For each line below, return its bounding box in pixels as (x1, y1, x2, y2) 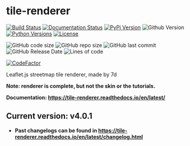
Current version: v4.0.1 (6, 111, 93, 121)
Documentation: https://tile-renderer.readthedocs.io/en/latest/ (6, 94, 166, 101)
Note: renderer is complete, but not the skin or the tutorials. (6, 82, 156, 90)
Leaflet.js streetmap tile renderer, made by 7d (6, 71, 117, 78)
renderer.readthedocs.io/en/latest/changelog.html (14, 133, 143, 140)
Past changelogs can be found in (14, 126, 98, 134)
